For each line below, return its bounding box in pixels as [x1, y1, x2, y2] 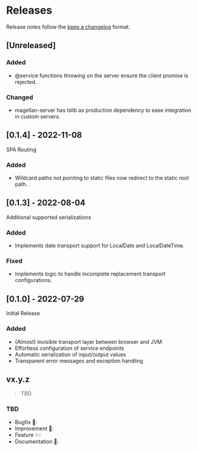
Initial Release [6, 310, 40, 317]
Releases [6, 4, 52, 17]
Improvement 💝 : [14, 425, 54, 432]
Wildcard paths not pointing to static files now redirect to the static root [14, 174, 189, 181]
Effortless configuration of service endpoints [14, 344, 125, 352]
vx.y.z [6, 374, 30, 384]
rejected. [14, 78, 37, 85]
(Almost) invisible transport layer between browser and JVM [14, 338, 162, 345]
